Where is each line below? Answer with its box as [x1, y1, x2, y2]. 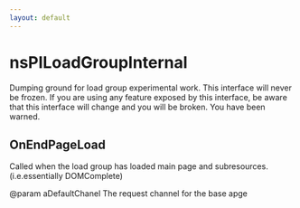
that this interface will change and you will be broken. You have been [9, 101, 266, 112]
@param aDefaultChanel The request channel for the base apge [9, 188, 248, 199]
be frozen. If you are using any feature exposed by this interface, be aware [9, 91, 287, 102]
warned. [9, 110, 41, 122]
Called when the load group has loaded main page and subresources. [9, 161, 268, 172]
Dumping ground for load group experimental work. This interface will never [9, 82, 292, 93]
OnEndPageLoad [9, 137, 107, 152]
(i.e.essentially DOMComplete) [9, 171, 124, 182]
